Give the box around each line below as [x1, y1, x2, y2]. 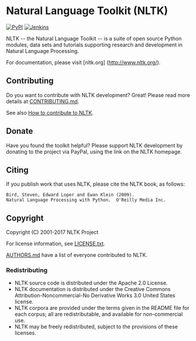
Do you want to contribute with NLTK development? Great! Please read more [6, 91, 190, 98]
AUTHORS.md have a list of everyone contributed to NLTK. [6, 252, 148, 259]
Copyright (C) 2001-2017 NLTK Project [6, 229, 99, 236]
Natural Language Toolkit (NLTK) [6, 4, 169, 18]
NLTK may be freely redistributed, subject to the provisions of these [14, 323, 178, 330]
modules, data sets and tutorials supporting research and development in [6, 41, 183, 48]
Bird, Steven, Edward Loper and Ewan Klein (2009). [6, 192, 135, 198]
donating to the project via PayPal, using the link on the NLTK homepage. [6, 148, 183, 155]
